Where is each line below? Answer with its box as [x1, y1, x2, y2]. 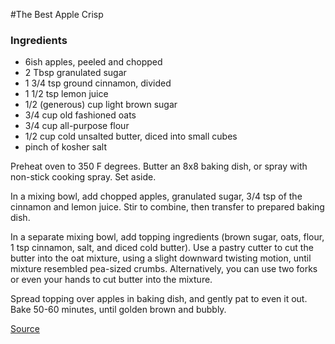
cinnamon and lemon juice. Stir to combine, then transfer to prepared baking [10, 201, 325, 213]
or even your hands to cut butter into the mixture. [10, 274, 213, 286]
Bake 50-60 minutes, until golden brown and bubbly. [10, 304, 227, 316]
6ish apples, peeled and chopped [24, 56, 163, 68]
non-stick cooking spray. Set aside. [10, 171, 157, 183]
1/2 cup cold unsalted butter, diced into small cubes [24, 130, 238, 143]
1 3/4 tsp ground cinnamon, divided [24, 77, 172, 89]
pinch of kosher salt [24, 141, 107, 153]
